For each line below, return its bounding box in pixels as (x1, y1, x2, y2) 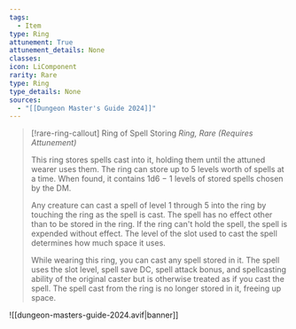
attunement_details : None (9, 46, 105, 55)
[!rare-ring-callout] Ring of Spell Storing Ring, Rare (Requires (30, 128, 253, 138)
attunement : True (9, 37, 74, 47)
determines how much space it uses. (30, 238, 166, 248)
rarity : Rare (9, 71, 58, 80)
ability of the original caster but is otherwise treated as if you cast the (30, 274, 285, 285)
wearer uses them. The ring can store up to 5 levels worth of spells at (30, 164, 285, 175)
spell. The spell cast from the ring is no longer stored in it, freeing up (30, 283, 282, 294)
